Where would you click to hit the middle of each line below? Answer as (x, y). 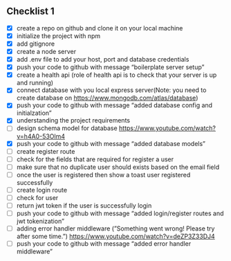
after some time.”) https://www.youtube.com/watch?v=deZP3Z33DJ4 (115, 236)
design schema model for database (67, 128)
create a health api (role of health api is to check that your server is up (117, 75)
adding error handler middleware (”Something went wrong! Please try (115, 228)
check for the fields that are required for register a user (95, 159)
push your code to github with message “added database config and (114, 105)
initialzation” (34, 113)
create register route (46, 151)
